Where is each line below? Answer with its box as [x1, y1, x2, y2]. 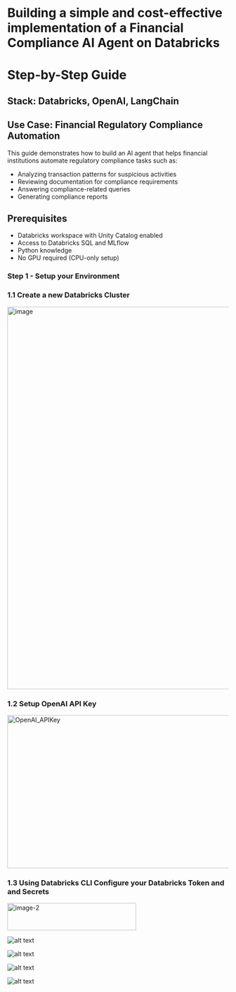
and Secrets [7, 886, 49, 896]
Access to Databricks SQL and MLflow [17, 239, 129, 247]
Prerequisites [7, 213, 67, 225]
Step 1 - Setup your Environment [7, 271, 120, 281]
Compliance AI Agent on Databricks [7, 35, 220, 51]
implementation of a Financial [7, 20, 184, 36]
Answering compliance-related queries [17, 184, 131, 193]
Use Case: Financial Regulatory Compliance [7, 119, 204, 131]
